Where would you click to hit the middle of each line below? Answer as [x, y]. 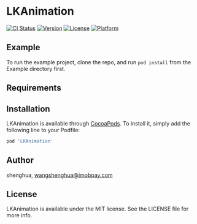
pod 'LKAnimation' [30, 141]
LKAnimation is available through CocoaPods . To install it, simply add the [98, 123]
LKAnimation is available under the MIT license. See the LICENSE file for [98, 209]
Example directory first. [36, 69]
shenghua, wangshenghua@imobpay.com [60, 175]
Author [20, 160]
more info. [19, 215]
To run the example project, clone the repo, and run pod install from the [99, 62]
